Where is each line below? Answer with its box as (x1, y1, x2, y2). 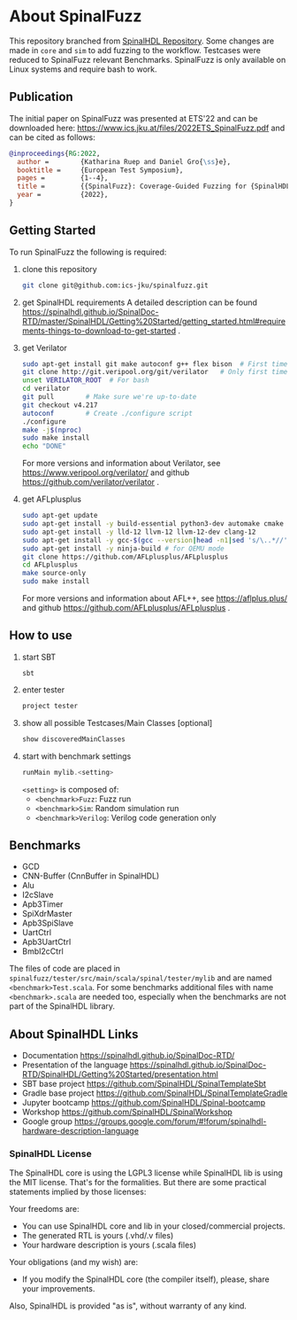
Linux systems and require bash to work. (9, 64, 157, 74)
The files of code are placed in (9, 964, 121, 974)
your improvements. (21, 1284, 95, 1294)
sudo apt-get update (21, 512, 98, 520)
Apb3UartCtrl (21, 937, 72, 948)
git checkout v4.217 (21, 401, 98, 410)
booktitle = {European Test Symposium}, (17, 166, 184, 175)
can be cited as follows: (9, 131, 95, 143)
